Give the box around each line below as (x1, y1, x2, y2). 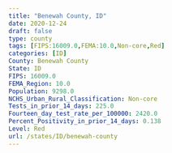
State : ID (8, 65, 42, 73)
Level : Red (8, 125, 45, 133)
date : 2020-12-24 (8, 19, 67, 28)
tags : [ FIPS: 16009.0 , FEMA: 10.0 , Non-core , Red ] (8, 42, 165, 50)
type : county (8, 34, 53, 43)
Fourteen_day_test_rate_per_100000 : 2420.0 (8, 110, 158, 118)
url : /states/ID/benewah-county (8, 132, 118, 140)
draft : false (8, 27, 53, 35)
